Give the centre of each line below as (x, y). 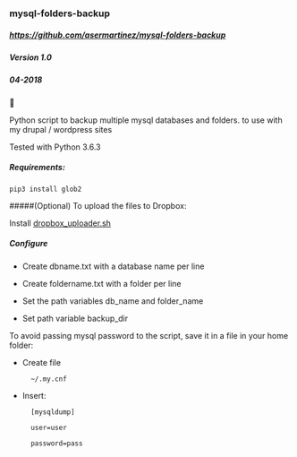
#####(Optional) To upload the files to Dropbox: (98, 205)
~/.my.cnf (49, 379)
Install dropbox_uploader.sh (60, 223)
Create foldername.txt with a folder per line (102, 283)
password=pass (57, 443)
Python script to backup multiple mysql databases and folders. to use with (146, 120)
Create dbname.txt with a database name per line (113, 266)
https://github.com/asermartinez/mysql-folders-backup (118, 35)
